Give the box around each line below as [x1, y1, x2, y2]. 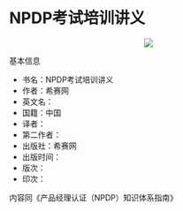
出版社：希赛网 [21, 140, 77, 151]
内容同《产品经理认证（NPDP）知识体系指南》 [9, 192, 179, 203]
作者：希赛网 [21, 85, 69, 95]
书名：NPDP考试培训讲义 [21, 74, 114, 85]
